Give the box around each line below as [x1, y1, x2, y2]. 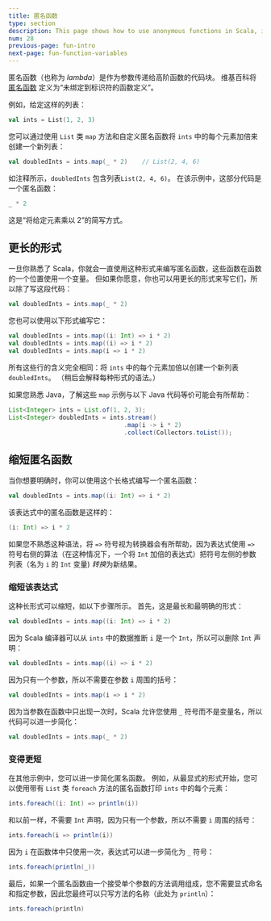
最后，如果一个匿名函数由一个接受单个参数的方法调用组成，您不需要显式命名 [8, 878, 263, 888]
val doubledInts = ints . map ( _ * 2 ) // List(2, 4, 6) [8, 157, 200, 165]
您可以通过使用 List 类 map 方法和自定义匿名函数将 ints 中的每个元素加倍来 [8, 131, 258, 141]
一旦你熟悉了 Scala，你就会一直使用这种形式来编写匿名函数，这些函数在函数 [8, 264, 262, 274]
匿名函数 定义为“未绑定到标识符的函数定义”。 [8, 82, 159, 92]
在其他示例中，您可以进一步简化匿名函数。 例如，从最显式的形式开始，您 [8, 773, 251, 783]
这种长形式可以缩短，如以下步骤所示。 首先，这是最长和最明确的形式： [8, 601, 244, 611]
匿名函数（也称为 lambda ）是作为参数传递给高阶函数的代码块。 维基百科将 [8, 73, 256, 82]
